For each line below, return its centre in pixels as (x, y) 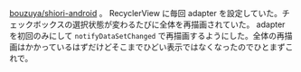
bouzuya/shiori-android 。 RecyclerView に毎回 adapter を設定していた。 (146, 13)
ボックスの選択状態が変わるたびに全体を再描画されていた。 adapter (159, 24)
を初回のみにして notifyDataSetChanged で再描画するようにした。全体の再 (147, 36)
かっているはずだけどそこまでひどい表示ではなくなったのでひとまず (159, 47)
